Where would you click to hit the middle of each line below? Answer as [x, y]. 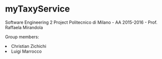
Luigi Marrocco [27, 51]
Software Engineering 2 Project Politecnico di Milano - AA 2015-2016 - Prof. [81, 22]
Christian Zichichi [29, 46]
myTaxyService [37, 9]
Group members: [22, 37]
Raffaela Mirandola [24, 27]
